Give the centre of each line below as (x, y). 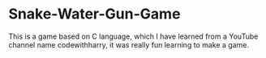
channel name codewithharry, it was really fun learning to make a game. (129, 44)
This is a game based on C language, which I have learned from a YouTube (133, 36)
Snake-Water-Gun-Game (94, 14)
